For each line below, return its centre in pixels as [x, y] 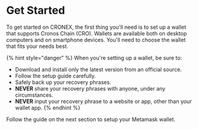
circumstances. [34, 95]
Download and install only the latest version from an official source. [98, 69]
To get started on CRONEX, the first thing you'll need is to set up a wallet [96, 27]
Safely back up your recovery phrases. [63, 82]
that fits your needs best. [37, 46]
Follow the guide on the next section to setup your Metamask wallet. [91, 119]
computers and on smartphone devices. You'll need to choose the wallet [96, 40]
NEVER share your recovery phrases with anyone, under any [90, 88]
